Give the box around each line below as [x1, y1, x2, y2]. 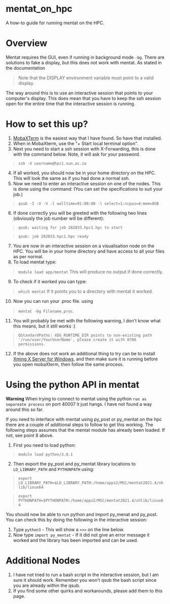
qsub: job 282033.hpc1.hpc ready [18, 234, 89, 239]
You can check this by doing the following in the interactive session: [6, 517, 147, 523]
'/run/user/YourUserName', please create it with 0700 [18, 337, 137, 342]
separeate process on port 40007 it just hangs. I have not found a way [6, 401, 152, 407]
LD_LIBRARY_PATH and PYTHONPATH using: [13, 466, 95, 472]
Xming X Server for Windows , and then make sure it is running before [13, 356, 158, 362]
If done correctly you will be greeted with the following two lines [13, 210, 147, 216]
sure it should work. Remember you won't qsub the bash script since [13, 577, 157, 583]
